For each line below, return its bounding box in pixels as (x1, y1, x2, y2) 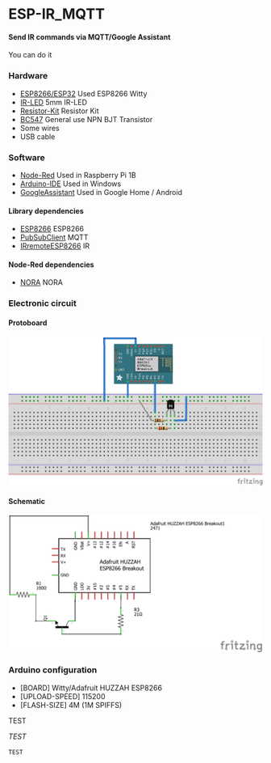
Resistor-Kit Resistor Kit (19, 106, 99, 116)
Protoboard (8, 317, 48, 328)
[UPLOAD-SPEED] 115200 (19, 691, 106, 701)
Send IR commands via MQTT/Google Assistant (8, 32, 171, 41)
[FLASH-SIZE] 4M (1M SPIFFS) (19, 700, 123, 710)
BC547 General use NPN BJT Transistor (19, 114, 153, 124)
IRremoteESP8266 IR (19, 241, 90, 251)
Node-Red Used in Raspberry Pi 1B (19, 170, 136, 180)
